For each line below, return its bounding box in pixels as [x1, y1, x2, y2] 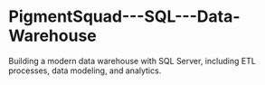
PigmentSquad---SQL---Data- [8, 6, 241, 27]
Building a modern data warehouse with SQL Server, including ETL [8, 55, 257, 66]
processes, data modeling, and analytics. [8, 65, 162, 76]
